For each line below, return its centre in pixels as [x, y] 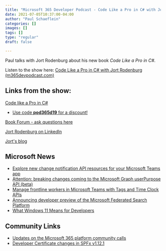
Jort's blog [16, 141]
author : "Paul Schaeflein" [33, 19]
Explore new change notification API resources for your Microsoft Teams [86, 168]
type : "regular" [22, 38]
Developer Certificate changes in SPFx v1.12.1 [58, 244]
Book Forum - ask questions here [39, 122]
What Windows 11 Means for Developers [53, 210]
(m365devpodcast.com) [30, 75]
